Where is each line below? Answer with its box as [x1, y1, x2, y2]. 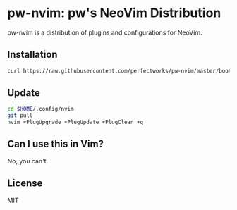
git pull [7, 112, 33, 119]
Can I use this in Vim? [7, 138, 104, 150]
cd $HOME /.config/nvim [7, 106, 74, 113]
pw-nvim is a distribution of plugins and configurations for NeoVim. [7, 28, 202, 37]
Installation [7, 49, 58, 61]
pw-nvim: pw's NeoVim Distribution [7, 5, 221, 21]
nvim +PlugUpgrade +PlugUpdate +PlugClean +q [7, 118, 143, 126]
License [7, 178, 43, 190]
